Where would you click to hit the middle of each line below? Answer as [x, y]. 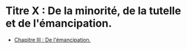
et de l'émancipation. [59, 23]
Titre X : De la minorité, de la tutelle [93, 11]
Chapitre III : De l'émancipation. [52, 40]
